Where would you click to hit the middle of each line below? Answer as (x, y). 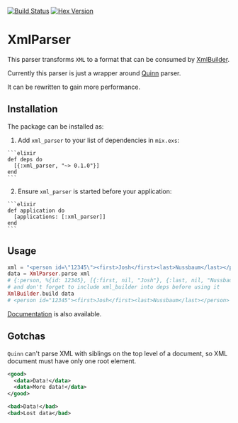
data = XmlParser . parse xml (49, 274)
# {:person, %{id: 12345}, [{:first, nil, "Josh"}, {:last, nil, (106, 281)
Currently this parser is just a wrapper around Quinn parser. (94, 73)
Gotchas (27, 337)
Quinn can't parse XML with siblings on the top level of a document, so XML (118, 353)
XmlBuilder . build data (41, 294)
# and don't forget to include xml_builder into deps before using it (114, 287)
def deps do (25, 159)
